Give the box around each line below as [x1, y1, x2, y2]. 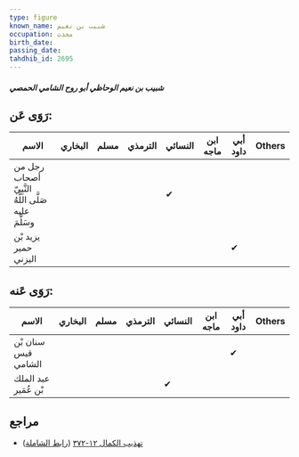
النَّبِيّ [13, 183, 33, 195]
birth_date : [9, 37, 53, 47]
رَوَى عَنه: [9, 282, 53, 298]
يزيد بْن [13, 231, 41, 243]
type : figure [9, 12, 58, 22]
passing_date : [9, 46, 62, 55]
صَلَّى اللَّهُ [13, 193, 47, 206]
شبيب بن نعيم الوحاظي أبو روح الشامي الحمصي [9, 82, 165, 93]
